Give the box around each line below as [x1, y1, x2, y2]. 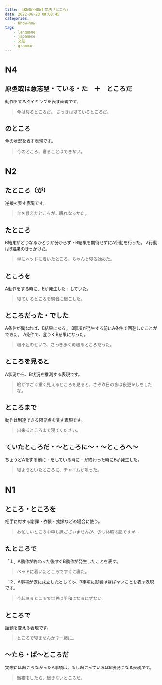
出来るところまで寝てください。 [16, 427, 81, 433]
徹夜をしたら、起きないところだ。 [16, 675, 85, 681]
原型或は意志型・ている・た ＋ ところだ [5, 85, 132, 93]
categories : [5, 16, 29, 21]
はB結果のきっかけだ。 [5, 246, 50, 252]
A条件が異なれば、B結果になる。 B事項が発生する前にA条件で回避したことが [5, 325, 158, 331]
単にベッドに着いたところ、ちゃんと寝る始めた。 [16, 256, 115, 262]
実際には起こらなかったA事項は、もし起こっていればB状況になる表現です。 [5, 664, 154, 670]
